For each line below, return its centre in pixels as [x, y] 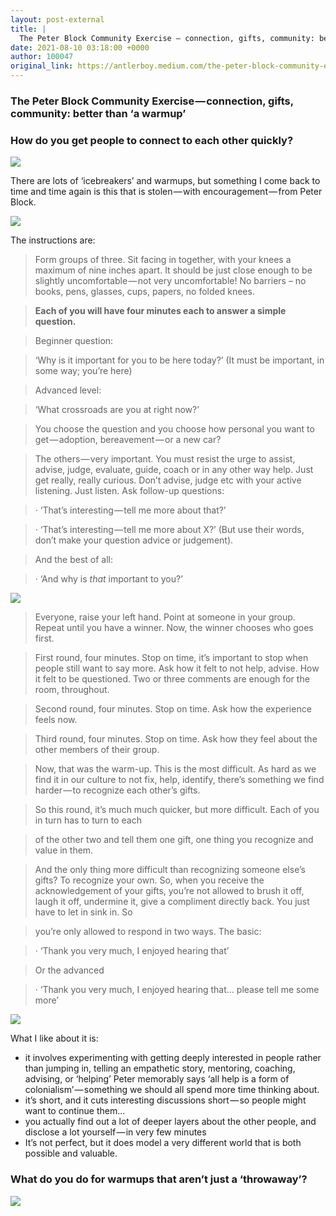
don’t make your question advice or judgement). [134, 540]
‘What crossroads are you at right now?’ [117, 410]
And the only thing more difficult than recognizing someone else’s [170, 870]
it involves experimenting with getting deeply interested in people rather [173, 1058]
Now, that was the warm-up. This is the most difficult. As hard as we [175, 769]
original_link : [42, 66]
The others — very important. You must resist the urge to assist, [165, 459]
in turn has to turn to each [88, 820]
